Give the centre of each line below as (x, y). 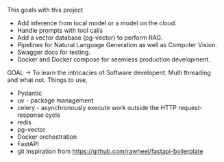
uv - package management (55, 100)
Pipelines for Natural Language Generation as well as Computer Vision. (117, 45)
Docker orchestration (47, 137)
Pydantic (29, 93)
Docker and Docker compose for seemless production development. (113, 59)
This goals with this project (45, 10)
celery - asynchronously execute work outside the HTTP (97, 108)
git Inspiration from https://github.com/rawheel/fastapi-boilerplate (110, 151)
